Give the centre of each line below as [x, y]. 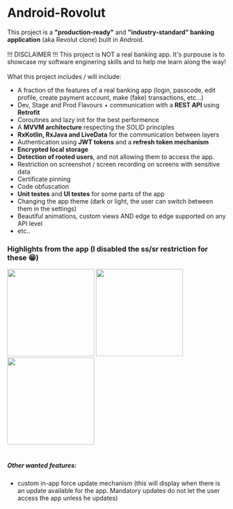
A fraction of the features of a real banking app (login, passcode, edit [116, 90]
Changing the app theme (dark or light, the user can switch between [115, 201]
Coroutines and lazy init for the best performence [88, 119]
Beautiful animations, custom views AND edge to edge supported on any [121, 216]
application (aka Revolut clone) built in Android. [76, 39]
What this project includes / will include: [64, 76]
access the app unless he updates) [67, 498]
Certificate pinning [44, 178]
